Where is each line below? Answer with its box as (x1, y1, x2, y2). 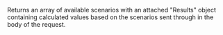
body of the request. (7, 21, 66, 28)
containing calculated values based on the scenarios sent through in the (7, 13, 214, 21)
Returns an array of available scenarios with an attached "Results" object (7, 6, 217, 14)
